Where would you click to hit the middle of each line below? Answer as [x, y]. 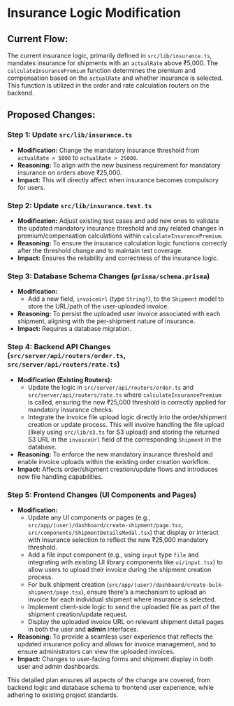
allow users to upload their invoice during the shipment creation [119, 569]
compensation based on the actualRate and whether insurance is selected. [115, 78]
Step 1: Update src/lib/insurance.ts [70, 135]
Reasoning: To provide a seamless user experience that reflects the [115, 637]
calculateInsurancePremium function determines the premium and [102, 70]
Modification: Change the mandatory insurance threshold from [108, 150]
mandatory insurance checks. [71, 409]
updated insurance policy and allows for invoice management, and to [117, 644]
